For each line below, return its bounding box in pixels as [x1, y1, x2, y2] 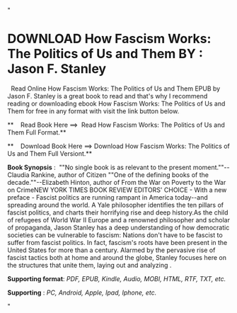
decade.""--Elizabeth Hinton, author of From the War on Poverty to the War [7, 178, 226, 186]
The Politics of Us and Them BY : [7, 46, 203, 62]
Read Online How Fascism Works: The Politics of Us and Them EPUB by [10, 84, 221, 93]
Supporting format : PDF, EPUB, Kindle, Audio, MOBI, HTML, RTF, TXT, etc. [7, 274, 226, 283]
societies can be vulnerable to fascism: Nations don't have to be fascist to [7, 230, 223, 239]
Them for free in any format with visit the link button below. [7, 106, 180, 115]
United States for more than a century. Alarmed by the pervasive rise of [7, 246, 216, 254]
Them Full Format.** [7, 127, 67, 137]
